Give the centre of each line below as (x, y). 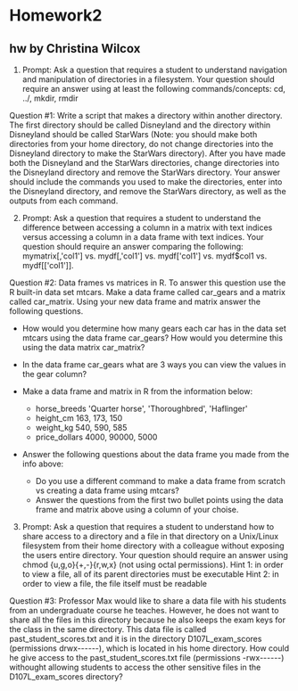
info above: (43, 464)
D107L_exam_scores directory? (66, 677)
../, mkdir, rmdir (50, 98)
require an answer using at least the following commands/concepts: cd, (153, 89)
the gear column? (54, 374)
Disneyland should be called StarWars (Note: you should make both (133, 134)
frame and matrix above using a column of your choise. (137, 510)
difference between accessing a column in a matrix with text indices (147, 227)
